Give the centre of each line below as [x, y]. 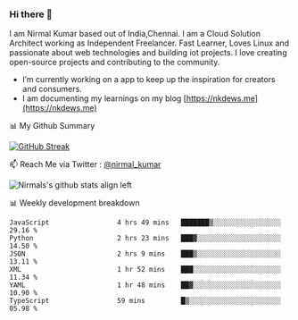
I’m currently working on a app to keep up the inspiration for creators [149, 80]
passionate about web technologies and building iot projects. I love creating [148, 53]
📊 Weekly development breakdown [74, 203]
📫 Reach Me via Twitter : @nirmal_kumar [85, 164]
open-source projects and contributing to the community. [115, 63]
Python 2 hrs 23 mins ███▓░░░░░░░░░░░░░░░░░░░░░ [145, 239]
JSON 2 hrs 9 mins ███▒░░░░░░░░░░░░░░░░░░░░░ [145, 254]
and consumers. [52, 89]
